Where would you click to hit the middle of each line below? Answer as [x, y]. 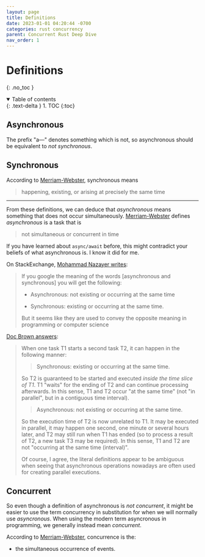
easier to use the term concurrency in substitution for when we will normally [102, 512]
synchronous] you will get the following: [71, 282]
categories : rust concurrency [45, 29]
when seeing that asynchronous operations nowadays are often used [108, 465]
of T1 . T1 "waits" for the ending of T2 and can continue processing [105, 384]
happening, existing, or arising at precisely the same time [93, 192]
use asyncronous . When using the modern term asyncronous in [86, 519]
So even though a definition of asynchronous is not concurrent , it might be [100, 506]
